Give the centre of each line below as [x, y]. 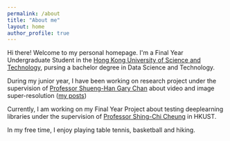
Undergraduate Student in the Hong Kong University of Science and [104, 60]
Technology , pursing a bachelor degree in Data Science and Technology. [111, 67]
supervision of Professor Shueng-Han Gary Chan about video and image [111, 88]
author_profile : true [38, 33]
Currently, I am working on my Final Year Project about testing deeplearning [115, 109]
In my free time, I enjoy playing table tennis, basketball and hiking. [101, 130]
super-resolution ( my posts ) [47, 96]
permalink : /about [34, 14]
